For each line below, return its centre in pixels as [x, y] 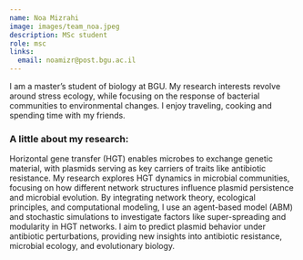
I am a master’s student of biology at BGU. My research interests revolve [145, 86]
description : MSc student [58, 35]
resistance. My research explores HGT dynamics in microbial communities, [150, 178]
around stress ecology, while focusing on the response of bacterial [135, 96]
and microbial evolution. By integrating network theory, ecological [133, 198]
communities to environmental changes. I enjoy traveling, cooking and [141, 105]
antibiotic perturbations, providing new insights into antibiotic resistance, [146, 236]
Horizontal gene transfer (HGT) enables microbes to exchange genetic [141, 159]
